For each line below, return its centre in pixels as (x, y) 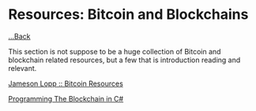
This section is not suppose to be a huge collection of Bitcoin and (115, 51)
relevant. (23, 68)
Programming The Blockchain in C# (66, 98)
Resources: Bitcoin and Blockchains (128, 15)
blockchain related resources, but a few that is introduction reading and (124, 60)
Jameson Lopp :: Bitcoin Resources (66, 83)
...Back (19, 36)
